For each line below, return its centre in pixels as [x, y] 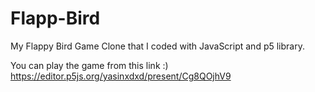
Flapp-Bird [55, 18]
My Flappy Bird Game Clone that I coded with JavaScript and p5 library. [157, 46]
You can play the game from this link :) [89, 65]
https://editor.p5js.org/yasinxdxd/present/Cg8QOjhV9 [121, 76]
